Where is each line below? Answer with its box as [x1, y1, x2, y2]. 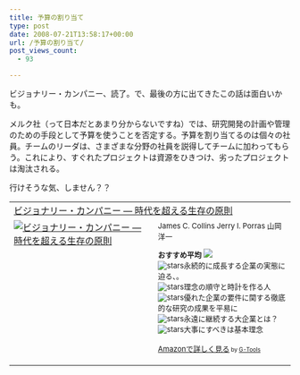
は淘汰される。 [9, 163, 64, 174]
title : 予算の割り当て [9, 13, 85, 22]
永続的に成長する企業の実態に [183, 260, 286, 270]
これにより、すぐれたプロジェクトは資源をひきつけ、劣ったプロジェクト [24, 152, 290, 162]
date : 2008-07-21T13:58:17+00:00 [9, 30, 134, 38]
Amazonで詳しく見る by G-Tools [157, 344, 261, 354]
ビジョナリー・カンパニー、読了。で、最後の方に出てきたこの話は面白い [9, 89, 275, 98]
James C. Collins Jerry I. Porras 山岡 [157, 221, 282, 231]
